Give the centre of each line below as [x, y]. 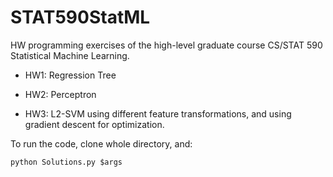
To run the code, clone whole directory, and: [101, 143]
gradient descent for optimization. [94, 124]
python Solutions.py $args [66, 162]
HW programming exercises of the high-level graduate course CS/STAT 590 [166, 45]
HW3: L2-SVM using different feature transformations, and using [158, 113]
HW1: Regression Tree [70, 75]
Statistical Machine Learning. [70, 55]
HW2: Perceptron [60, 94]
